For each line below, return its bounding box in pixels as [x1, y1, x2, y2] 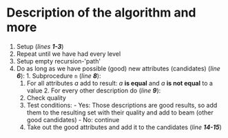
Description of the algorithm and [6, 5, 197, 21]
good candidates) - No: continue [26, 115, 120, 124]
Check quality [26, 93, 67, 101]
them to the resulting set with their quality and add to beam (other [26, 108, 214, 117]
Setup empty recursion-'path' [16, 57, 101, 65]
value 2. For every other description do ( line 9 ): [26, 86, 161, 95]
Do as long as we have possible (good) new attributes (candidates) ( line [16, 64, 221, 72]
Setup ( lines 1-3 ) [16, 42, 64, 50]
